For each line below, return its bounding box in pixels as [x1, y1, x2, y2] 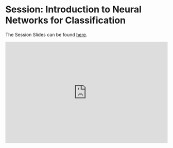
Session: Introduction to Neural [5, 4, 142, 15]
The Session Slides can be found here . [5, 31, 88, 38]
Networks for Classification [5, 14, 126, 26]
